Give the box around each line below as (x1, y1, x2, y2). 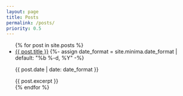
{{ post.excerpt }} (14, 78, 59, 85)
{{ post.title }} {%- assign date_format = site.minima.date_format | (14, 48, 178, 55)
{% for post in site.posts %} (14, 42, 84, 49)
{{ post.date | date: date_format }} (14, 66, 99, 73)
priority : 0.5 (6, 25, 42, 32)
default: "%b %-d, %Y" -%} (14, 54, 85, 61)
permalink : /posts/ (6, 20, 55, 26)
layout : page (6, 8, 39, 15)
